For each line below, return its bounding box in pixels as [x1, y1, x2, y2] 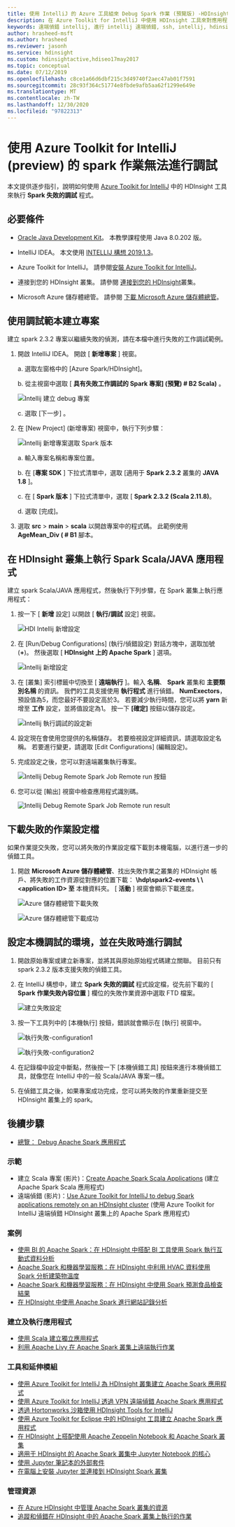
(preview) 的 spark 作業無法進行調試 [7, 157, 218, 173]
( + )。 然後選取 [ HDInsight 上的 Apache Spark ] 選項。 [17, 648, 176, 657]
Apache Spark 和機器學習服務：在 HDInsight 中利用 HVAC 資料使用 [17, 1263, 211, 1272]
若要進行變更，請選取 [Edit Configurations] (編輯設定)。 [31, 743, 192, 751]
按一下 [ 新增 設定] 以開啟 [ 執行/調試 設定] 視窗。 [17, 610, 159, 618]
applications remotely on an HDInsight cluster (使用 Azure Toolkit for [17, 1200, 215, 1209]
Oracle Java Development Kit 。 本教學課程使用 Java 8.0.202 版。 [17, 233, 206, 241]
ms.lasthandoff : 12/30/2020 [7, 101, 90, 108]
